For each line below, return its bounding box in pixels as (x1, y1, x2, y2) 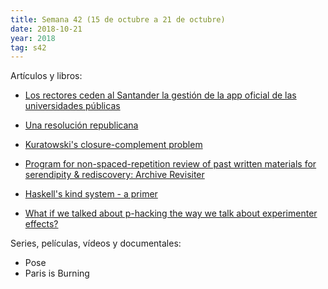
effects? (24, 218, 59, 230)
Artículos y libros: (10, 70, 83, 82)
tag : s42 (10, 42, 47, 53)
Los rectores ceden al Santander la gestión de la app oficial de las (24, 89, 297, 101)
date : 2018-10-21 (10, 24, 83, 34)
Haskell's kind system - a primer (24, 188, 158, 200)
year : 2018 (10, 33, 56, 43)
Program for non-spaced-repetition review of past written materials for (24, 158, 317, 170)
